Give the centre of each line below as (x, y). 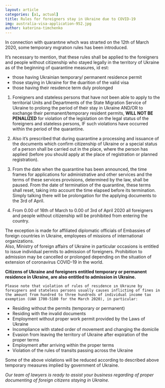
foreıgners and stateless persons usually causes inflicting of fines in (83, 290)
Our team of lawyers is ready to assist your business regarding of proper (80, 375)
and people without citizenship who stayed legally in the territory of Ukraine (82, 62)
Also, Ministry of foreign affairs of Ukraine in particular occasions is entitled (82, 246)
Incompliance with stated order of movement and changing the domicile (85, 330)
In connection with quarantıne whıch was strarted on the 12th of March (77, 42)
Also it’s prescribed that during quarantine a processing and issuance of (85, 139)
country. (21, 221)
